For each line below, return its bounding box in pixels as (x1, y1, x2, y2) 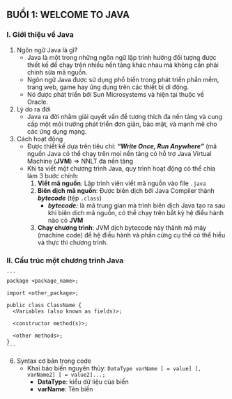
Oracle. (26, 97, 49, 106)
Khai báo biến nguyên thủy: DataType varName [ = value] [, (26, 363, 201, 372)
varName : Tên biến (37, 384, 93, 393)
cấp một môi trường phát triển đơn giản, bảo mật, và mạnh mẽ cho (26, 120, 217, 128)
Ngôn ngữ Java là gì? (16, 45, 78, 54)
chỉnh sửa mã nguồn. (26, 68, 88, 76)
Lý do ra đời (16, 104, 51, 114)
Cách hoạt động (16, 134, 63, 143)
